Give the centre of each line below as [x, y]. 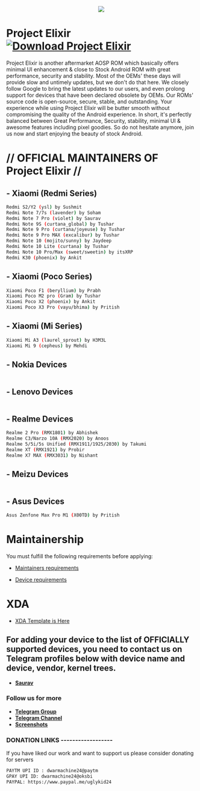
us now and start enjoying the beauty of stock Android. [74, 134]
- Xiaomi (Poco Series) [49, 277]
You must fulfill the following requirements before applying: [80, 556]
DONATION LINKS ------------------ [60, 740]
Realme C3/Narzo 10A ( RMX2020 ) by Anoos [58, 438]
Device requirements [41, 579]
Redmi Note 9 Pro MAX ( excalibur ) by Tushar [63, 235]
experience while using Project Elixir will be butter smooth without [88, 108]
